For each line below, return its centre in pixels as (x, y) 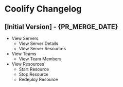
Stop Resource (34, 74)
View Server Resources (42, 49)
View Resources (28, 64)
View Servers (25, 38)
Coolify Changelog (43, 9)
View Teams (24, 54)
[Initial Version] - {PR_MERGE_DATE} (61, 27)
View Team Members (40, 59)
